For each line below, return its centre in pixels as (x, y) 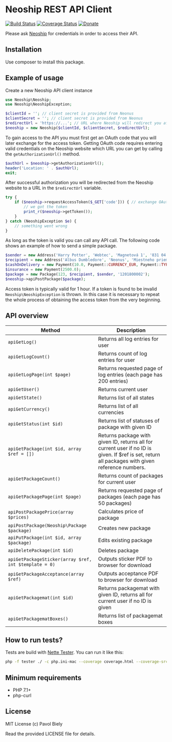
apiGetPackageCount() (34, 479)
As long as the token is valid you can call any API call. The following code (83, 240)
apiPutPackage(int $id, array (45, 537)
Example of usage (35, 78)
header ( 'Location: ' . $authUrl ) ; (42, 168)
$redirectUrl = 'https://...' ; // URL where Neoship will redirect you (83, 123)
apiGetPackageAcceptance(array (46, 574)
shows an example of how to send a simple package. (61, 246)
